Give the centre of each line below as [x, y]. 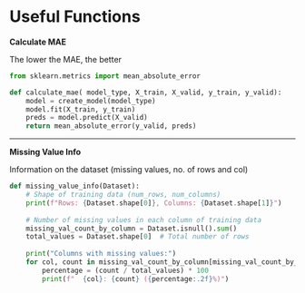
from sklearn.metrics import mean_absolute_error [105, 76]
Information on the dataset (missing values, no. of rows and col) [129, 170]
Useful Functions [75, 17]
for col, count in [60, 262]
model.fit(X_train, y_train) [81, 109]
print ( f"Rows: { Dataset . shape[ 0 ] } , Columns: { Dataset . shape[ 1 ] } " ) [154, 203]
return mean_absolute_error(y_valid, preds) [111, 126]
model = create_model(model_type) [91, 101]
